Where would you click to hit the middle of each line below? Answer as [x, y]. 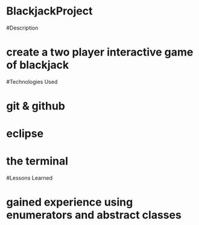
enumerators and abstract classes [94, 215]
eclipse [25, 134]
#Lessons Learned [30, 178]
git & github [36, 106]
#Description [22, 28]
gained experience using [70, 202]
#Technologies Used [32, 81]
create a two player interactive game [100, 52]
